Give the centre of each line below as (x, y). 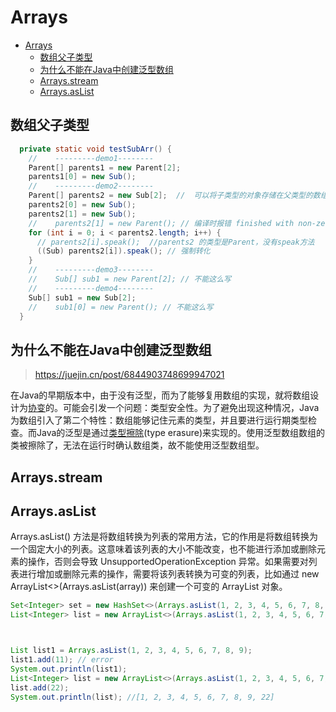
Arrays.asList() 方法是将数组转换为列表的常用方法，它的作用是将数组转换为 (164, 537)
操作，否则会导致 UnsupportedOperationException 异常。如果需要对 (168, 562)
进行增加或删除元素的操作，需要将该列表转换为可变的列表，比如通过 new (169, 574)
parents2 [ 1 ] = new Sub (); (82, 214)
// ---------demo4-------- (91, 288)
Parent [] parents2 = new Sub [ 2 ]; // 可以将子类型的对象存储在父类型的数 (174, 196)
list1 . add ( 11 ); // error (62, 660)
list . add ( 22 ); (40, 687)
